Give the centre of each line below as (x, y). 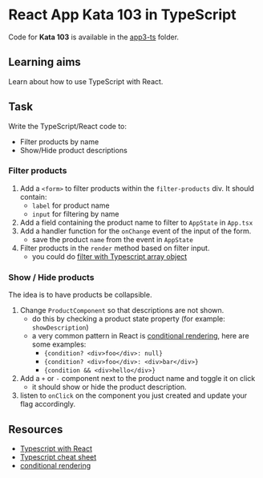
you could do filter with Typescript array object (109, 256)
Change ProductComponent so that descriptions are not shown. (122, 310)
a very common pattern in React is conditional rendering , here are (141, 336)
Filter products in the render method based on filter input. (115, 248)
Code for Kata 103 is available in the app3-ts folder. (93, 37)
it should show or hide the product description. (109, 387)
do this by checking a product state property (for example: (129, 319)
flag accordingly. (48, 404)
